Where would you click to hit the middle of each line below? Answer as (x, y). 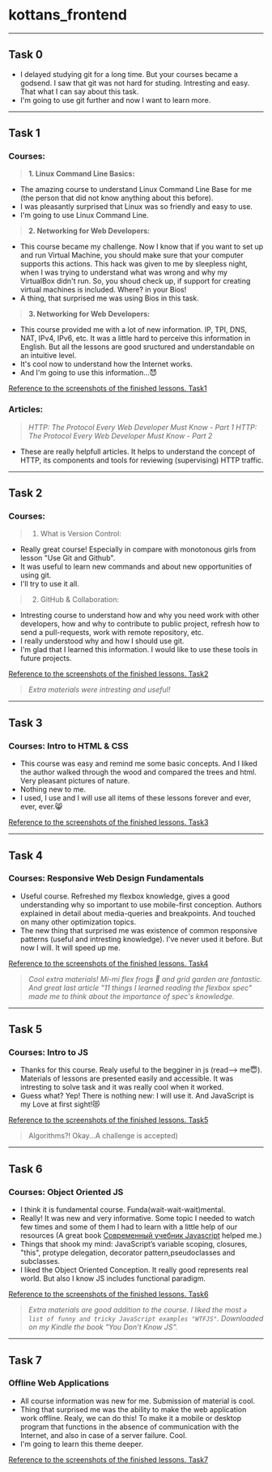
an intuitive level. (48, 356)
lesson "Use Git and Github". (68, 558)
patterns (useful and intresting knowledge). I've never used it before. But (141, 939)
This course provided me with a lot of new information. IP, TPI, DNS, (134, 330)
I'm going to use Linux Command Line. (84, 215)
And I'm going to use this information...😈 (89, 373)
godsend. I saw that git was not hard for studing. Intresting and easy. (135, 83)
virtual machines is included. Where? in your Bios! (103, 290)
